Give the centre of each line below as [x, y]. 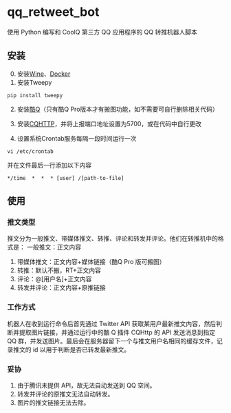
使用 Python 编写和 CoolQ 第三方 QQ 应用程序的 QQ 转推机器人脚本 [102, 32]
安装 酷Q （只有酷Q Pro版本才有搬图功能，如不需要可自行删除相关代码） [118, 109]
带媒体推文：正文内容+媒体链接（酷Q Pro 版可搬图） [91, 262]
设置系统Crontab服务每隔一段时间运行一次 [77, 138]
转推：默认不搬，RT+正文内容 [59, 270]
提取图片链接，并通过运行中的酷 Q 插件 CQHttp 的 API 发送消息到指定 [117, 332]
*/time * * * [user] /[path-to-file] [66, 178]
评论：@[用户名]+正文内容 [54, 279]
